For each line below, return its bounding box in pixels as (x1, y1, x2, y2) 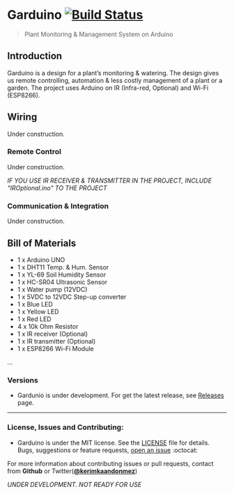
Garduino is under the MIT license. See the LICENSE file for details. (17, 438, 210, 447)
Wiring (7, 111, 38, 123)
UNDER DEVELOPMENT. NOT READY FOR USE (7, 480, 142, 488)
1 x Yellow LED (17, 307, 59, 316)
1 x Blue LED (17, 300, 54, 308)
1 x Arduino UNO (17, 255, 65, 264)
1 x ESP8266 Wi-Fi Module (17, 344, 94, 353)
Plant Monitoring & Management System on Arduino (24, 30, 173, 38)
